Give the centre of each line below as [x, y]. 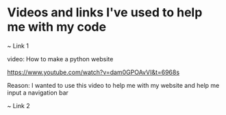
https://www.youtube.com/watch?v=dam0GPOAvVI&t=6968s [93, 72]
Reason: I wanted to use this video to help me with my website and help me [113, 85]
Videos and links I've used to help [105, 13]
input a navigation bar [38, 93]
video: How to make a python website [60, 59]
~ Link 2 [18, 105]
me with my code [57, 27]
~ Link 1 [18, 46]
